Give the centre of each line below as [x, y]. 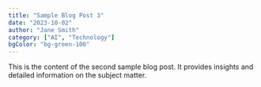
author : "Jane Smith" [44, 30]
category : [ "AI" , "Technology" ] [61, 37]
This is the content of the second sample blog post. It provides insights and [131, 67]
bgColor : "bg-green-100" [49, 45]
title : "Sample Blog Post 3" [56, 15]
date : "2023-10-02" [40, 23]
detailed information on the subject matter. [78, 75]
